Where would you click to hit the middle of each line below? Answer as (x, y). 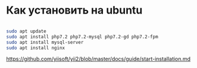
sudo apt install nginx (36, 48)
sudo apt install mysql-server (45, 42)
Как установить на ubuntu (74, 10)
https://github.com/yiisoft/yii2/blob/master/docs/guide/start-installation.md (98, 59)
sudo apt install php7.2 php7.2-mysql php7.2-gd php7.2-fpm (82, 37)
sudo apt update (26, 31)
